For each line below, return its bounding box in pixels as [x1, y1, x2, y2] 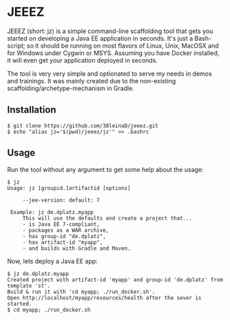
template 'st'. [7, 282, 51, 289]
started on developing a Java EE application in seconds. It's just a [7, 34, 194, 42]
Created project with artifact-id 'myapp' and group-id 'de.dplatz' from [7, 276, 224, 283]
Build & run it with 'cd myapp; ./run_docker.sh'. [7, 288, 156, 295]
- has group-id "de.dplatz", [22, 233, 107, 239]
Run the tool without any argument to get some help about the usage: [7, 165, 205, 173]
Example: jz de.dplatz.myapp [10, 209, 94, 215]
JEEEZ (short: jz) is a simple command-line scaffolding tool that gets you [7, 27, 213, 35]
